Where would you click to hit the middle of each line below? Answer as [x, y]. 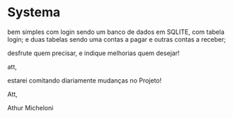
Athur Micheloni [30, 107]
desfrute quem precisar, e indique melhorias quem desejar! [93, 53]
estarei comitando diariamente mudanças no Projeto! [85, 80]
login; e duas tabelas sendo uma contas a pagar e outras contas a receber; [117, 39]
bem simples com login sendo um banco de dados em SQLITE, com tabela [116, 32]
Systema [34, 12]
